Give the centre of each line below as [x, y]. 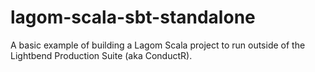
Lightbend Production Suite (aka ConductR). [101, 55]
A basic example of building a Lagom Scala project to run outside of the [158, 45]
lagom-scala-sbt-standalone [133, 17]
